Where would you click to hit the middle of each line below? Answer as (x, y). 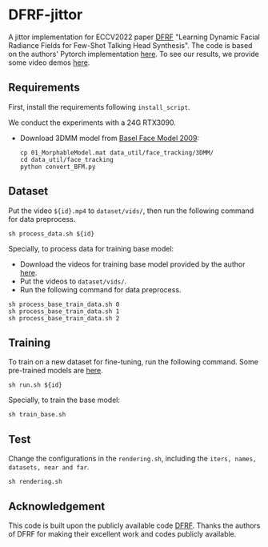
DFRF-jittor (46, 15)
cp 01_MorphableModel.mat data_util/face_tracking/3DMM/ (117, 153)
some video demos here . (49, 62)
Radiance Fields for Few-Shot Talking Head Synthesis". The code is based (130, 45)
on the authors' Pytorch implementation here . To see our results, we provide (134, 54)
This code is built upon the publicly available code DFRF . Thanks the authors (134, 525)
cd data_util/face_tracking (66, 159)
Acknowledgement (57, 506)
